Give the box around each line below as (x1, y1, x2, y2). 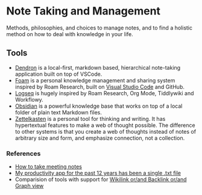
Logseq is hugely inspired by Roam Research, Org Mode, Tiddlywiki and (14, 89, 194, 97)
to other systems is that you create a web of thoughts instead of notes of (14, 128, 197, 135)
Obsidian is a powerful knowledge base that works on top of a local (14, 102, 183, 110)
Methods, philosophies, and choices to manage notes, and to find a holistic (6, 24, 193, 31)
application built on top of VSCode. (14, 70, 103, 78)
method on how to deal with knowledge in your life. (6, 30, 134, 37)
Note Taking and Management (6, 4, 161, 18)
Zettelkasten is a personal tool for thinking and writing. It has (14, 115, 166, 122)
